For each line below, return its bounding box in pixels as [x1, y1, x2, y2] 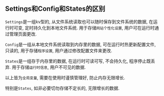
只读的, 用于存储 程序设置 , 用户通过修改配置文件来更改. [5, 47, 112, 53]
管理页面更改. [9, 31, 37, 37]
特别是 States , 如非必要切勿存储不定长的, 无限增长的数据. [5, 85, 120, 91]
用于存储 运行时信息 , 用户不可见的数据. [11, 64, 86, 70]
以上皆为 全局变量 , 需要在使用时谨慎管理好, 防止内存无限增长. [5, 74, 126, 80]
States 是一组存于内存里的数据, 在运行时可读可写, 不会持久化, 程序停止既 [5, 58, 151, 64]
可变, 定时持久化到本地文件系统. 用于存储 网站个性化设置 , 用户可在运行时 [13, 25, 155, 31]
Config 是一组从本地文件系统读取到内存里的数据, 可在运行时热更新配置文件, [5, 41, 156, 47]
